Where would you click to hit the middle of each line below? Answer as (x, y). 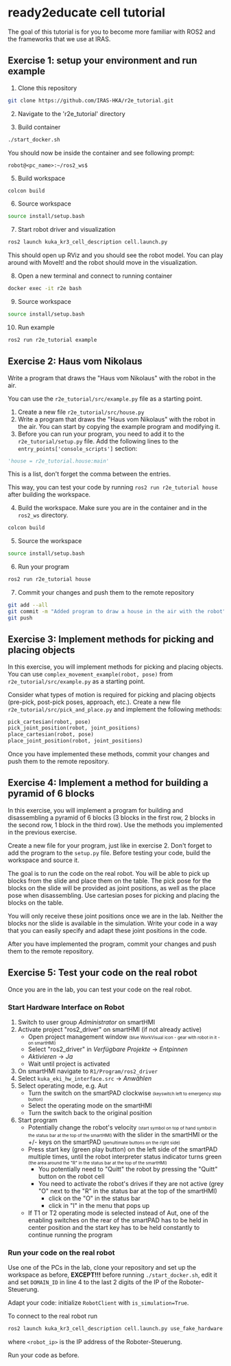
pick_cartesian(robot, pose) (49, 722)
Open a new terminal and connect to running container (95, 276)
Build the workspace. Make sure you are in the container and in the (112, 508)
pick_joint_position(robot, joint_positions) (74, 728)
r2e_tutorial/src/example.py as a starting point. (76, 681)
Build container (39, 127)
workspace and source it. (44, 860)
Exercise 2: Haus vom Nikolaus (75, 361)
